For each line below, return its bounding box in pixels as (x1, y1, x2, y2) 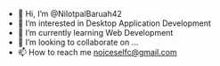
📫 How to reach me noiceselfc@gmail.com (17, 47, 177, 57)
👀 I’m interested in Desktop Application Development (17, 18, 212, 29)
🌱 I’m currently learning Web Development (17, 28, 174, 37)
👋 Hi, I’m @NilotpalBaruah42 (17, 9, 123, 19)
